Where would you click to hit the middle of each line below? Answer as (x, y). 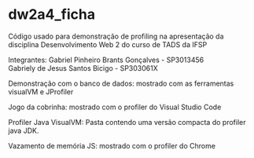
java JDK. (24, 130)
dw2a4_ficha (52, 15)
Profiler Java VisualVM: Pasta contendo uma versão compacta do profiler (127, 122)
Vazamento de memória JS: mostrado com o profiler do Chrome (112, 145)
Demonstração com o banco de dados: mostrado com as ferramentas (121, 83)
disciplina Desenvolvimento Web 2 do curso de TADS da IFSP (108, 44)
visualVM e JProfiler (41, 91)
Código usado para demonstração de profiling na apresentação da (116, 36)
